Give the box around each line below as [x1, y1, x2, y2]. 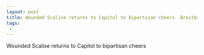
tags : [6, 20, 20, 26]
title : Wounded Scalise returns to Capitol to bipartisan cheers [6, 15, 175, 21]
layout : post [6, 8, 39, 15]
